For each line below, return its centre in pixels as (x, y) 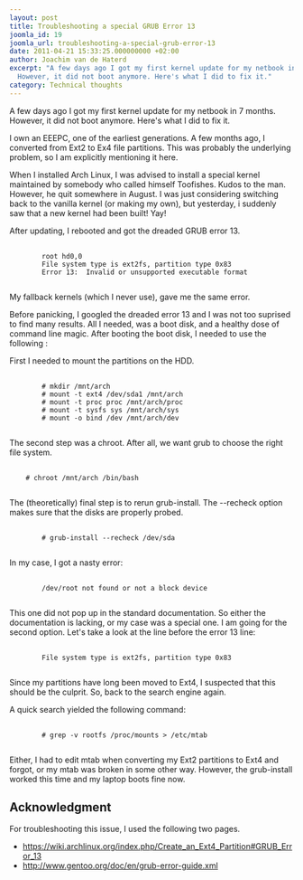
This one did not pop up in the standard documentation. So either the (138, 612)
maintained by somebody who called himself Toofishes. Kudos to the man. (148, 184)
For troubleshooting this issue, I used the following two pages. (125, 829)
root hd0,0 (62, 256)
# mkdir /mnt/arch (76, 386)
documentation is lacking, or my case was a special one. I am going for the (148, 622)
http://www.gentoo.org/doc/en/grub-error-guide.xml (120, 866)
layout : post (34, 18)
